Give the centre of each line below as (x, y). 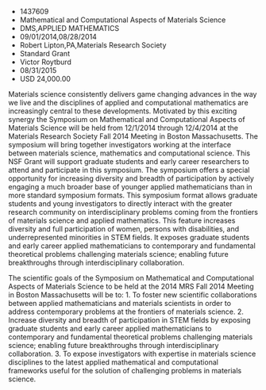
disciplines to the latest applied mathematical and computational (113, 362)
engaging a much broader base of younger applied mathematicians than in (130, 187)
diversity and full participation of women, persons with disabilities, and (124, 229)
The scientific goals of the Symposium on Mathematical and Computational (131, 278)
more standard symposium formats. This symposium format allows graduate (133, 195)
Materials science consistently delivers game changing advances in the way (133, 94)
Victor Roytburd (45, 62)
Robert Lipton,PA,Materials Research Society (93, 45)
